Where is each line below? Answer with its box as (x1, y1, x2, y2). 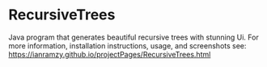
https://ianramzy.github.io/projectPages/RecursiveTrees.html (8, 49, 211, 59)
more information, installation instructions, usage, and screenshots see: (8, 40, 247, 50)
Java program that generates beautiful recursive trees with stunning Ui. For (8, 32, 259, 42)
